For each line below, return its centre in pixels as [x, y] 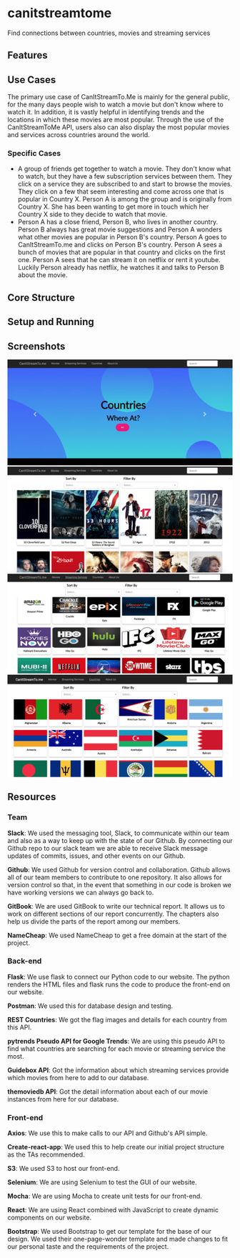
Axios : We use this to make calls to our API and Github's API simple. [107, 1133]
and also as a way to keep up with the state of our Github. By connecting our [120, 840]
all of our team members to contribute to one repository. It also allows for [115, 877]
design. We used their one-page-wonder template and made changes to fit [118, 1239]
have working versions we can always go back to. [81, 892]
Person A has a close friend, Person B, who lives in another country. [118, 222]
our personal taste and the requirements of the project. [88, 1247]
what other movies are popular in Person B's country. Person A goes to [122, 237]
